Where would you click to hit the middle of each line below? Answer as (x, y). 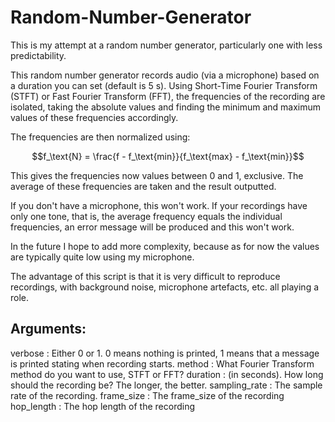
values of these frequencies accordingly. (94, 117)
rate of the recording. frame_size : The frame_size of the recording (147, 395)
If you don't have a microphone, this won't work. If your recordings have (159, 205)
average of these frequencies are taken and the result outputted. (143, 186)
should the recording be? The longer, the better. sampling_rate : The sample (166, 385)
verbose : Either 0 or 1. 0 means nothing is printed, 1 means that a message (165, 353)
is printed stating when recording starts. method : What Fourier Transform (162, 363)
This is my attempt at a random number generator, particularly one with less (166, 45)
